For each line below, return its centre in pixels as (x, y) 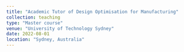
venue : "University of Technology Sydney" (60, 28)
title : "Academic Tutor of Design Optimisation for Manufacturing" (93, 12)
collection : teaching (33, 17)
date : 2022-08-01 (28, 34)
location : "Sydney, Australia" (45, 39)
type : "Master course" (35, 23)
